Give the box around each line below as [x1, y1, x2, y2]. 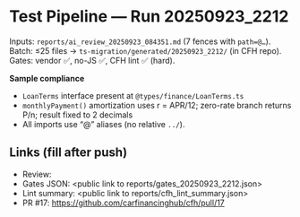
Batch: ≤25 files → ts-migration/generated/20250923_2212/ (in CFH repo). [9, 45, 282, 56]
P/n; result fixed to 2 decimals [21, 109, 133, 120]
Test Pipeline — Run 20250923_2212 [9, 6, 289, 27]
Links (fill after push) [9, 145, 128, 161]
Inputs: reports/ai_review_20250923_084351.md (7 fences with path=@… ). [9, 36, 271, 47]
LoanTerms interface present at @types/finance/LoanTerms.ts [21, 90, 244, 100]
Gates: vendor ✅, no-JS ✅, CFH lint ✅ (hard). [9, 55, 176, 65]
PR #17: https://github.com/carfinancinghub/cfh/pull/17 [21, 197, 226, 208]
